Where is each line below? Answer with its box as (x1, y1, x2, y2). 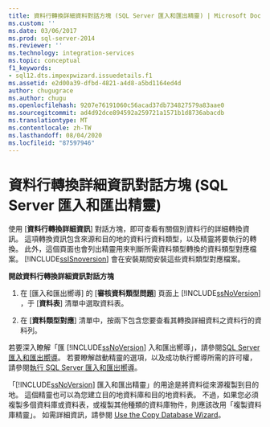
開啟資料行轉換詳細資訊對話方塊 (8, 271, 114, 281)
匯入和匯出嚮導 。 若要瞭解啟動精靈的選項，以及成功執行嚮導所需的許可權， (8, 353, 257, 363)
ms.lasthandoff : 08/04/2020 (8, 131, 103, 139)
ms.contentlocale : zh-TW (8, 124, 92, 132)
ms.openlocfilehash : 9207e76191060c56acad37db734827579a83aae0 (8, 101, 225, 109)
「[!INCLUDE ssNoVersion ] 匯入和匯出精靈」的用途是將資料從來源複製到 (8, 380, 245, 390)
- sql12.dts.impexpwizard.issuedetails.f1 (8, 72, 153, 80)
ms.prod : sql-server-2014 (8, 34, 95, 43)
